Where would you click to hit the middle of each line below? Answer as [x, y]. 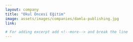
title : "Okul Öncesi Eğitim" [35, 14]
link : [11, 23]
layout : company [22, 10]
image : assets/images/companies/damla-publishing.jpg [62, 19]
